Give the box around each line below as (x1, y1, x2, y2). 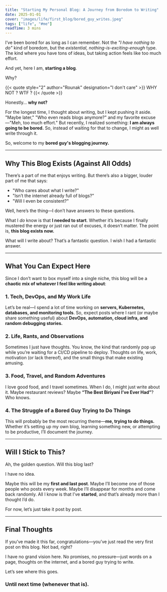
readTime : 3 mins (5, 26, 41, 31)
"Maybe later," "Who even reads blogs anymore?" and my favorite (5, 114, 140, 120)
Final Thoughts (5, 525, 53, 534)
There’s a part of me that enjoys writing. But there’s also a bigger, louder (5, 172, 153, 178)
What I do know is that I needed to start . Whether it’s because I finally (5, 217, 148, 223)
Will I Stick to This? (5, 448, 66, 457)
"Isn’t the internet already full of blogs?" (12, 193, 94, 199)
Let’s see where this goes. (5, 569, 59, 575)
